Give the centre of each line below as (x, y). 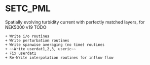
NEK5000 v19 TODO (26, 27)
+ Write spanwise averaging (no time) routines (55, 44)
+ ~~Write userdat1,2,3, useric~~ (41, 49)
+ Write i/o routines (27, 36)
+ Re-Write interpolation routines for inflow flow (59, 57)
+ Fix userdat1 (21, 53)
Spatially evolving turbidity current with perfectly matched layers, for (75, 22)
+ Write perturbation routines (37, 40)
